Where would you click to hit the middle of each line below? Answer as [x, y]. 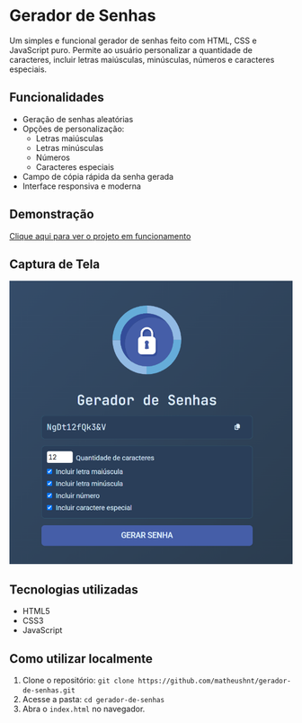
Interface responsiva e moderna [82, 186]
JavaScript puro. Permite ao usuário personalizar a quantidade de [131, 49]
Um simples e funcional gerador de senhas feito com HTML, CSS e [133, 40]
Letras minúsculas [70, 147]
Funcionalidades [57, 98]
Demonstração [52, 214]
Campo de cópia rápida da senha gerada [98, 176]
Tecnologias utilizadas [74, 589]
